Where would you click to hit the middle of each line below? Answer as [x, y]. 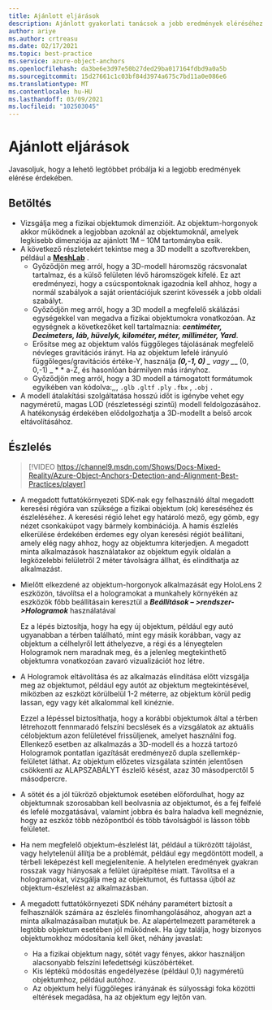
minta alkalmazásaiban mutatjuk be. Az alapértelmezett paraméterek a [138, 921]
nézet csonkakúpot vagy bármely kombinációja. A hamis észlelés [129, 526]
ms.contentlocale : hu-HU [50, 91]
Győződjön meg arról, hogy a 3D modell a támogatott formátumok [142, 378]
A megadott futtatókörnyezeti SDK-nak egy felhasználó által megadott [137, 500]
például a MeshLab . [54, 258]
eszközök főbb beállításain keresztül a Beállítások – [107, 601]
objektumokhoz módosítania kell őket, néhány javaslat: [111, 938]
